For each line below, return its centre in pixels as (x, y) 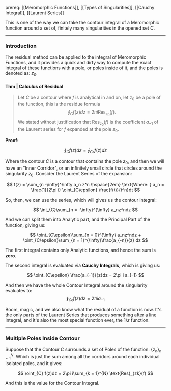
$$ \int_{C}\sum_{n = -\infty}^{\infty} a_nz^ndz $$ (85, 210)
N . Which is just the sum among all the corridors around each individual (85, 356)
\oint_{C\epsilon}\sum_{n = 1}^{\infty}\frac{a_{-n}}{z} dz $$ (85, 240)
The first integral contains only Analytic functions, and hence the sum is (81, 250)
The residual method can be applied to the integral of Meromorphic (76, 57)
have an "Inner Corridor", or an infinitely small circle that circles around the (83, 168)
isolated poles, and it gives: (34, 363)
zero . (11, 255)
